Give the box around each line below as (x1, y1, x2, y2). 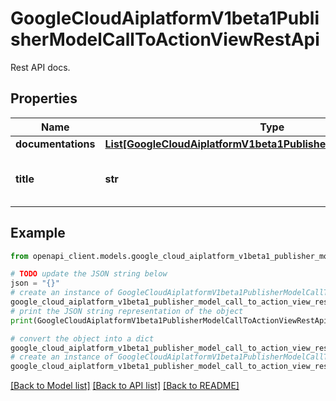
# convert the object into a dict (10, 333, 155, 344)
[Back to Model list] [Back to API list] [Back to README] (10, 380, 240, 392)
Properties (10, 90, 78, 107)
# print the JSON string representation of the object (10, 306, 244, 316)
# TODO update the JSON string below (10, 269, 168, 279)
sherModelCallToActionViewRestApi (10, 28, 320, 51)
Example (10, 225, 66, 242)
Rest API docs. (10, 61, 71, 73)
